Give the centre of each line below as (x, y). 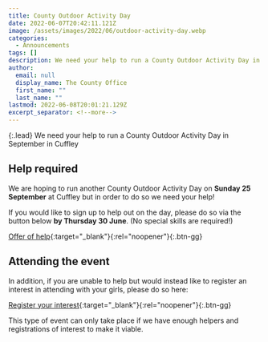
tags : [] (23, 53)
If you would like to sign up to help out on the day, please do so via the (125, 212)
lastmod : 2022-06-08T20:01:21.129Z (68, 105)
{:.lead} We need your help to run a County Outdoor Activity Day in (119, 135)
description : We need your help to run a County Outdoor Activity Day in (134, 61)
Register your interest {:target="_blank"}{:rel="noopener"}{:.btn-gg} (120, 304)
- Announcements (43, 46)
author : (21, 68)
